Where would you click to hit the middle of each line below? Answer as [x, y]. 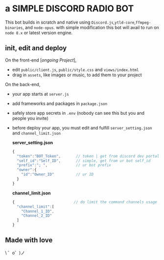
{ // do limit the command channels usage [85, 202]
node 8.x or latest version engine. [39, 32]
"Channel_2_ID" [37, 216]
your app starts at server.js [41, 94]
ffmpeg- [143, 23]
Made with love [29, 240]
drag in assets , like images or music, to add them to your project [77, 75]
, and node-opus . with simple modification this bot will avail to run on [91, 27]
